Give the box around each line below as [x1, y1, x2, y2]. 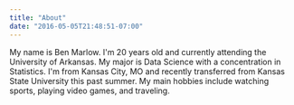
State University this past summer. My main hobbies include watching [9, 75, 270, 86]
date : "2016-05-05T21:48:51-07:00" [9, 22, 144, 31]
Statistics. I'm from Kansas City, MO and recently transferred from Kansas [9, 65, 285, 77]
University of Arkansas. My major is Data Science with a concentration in [9, 56, 281, 67]
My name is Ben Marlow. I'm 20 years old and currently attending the [9, 46, 267, 57]
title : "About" [9, 13, 67, 23]
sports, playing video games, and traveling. [9, 85, 170, 96]
